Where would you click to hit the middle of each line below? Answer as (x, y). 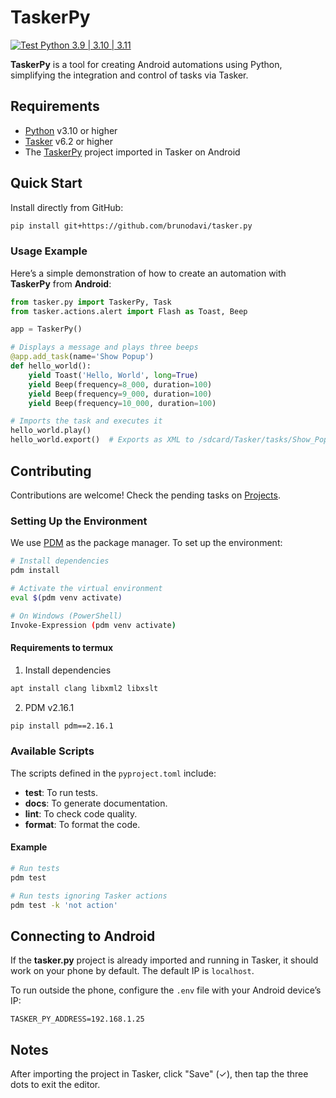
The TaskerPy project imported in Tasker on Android (132, 152)
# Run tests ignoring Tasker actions (89, 896)
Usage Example (49, 251)
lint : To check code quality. (81, 813)
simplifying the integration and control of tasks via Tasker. (129, 75)
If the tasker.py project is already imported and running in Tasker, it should (164, 960)
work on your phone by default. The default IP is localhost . (132, 971)
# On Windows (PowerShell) (66, 616)
